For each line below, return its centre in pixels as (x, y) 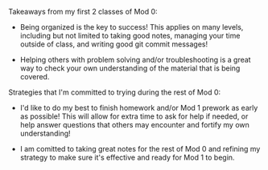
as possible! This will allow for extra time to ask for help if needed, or (134, 116)
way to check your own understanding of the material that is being (130, 68)
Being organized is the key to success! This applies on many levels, (132, 27)
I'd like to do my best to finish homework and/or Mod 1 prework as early (139, 108)
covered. (35, 77)
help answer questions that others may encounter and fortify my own (134, 125)
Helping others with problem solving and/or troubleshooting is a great (135, 60)
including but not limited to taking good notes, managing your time (130, 36)
